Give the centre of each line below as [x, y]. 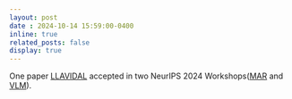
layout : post [34, 17]
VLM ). [21, 86]
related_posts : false [50, 42]
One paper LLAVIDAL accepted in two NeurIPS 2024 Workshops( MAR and [146, 76]
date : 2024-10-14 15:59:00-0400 [72, 26]
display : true [36, 51]
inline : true [34, 34]
